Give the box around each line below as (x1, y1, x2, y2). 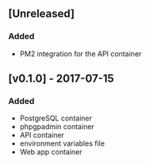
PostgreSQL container (19, 113, 93, 123)
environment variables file (19, 139, 106, 148)
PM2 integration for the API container (19, 48, 142, 59)
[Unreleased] (8, 7, 75, 21)
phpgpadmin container (19, 122, 95, 132)
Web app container (19, 147, 83, 157)
